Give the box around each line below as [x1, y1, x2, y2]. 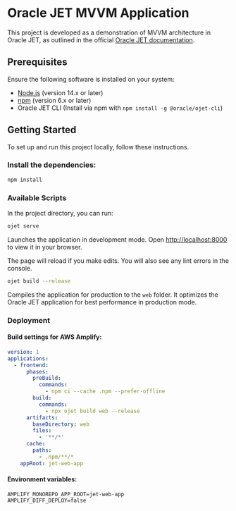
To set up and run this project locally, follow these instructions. [7, 142, 190, 151]
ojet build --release [7, 277, 71, 285]
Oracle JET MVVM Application [7, 5, 190, 21]
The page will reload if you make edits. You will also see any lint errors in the [7, 256, 229, 265]
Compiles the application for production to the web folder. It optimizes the [7, 290, 218, 299]
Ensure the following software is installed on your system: [7, 75, 175, 83]
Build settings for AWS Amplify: [7, 333, 102, 341]
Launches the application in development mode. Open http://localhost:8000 [7, 235, 228, 244]
